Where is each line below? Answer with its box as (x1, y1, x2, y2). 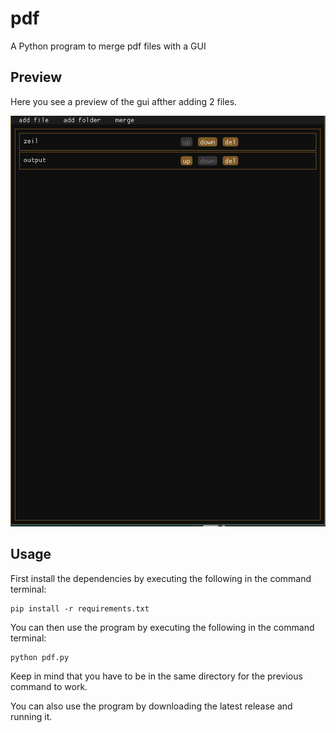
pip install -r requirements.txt (10, 603, 150, 614)
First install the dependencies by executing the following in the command (10, 572, 312, 584)
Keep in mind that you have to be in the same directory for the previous (10, 670, 303, 682)
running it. (10, 710, 53, 722)
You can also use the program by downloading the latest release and (10, 700, 293, 712)
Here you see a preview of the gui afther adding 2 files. (10, 95, 238, 107)
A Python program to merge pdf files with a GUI (10, 40, 207, 52)
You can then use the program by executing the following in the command (10, 621, 315, 633)
